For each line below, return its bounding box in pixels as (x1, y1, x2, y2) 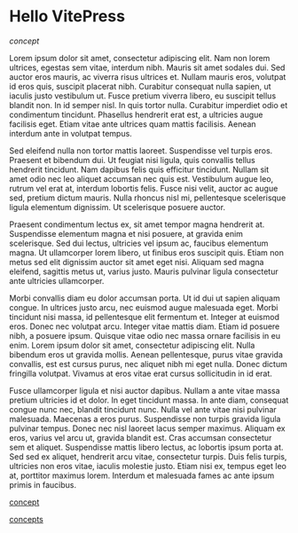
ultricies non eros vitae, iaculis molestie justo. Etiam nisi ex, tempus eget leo (9, 460, 286, 471)
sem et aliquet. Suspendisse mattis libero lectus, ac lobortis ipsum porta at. (9, 442, 284, 452)
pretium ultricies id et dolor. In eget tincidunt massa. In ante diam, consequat (9, 395, 289, 405)
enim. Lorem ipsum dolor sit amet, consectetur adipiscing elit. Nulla (9, 340, 255, 350)
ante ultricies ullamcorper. (9, 275, 105, 286)
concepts (9, 513, 44, 524)
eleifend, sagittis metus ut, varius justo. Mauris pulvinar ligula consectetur (9, 266, 278, 277)
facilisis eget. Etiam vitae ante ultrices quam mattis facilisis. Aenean (9, 118, 256, 129)
